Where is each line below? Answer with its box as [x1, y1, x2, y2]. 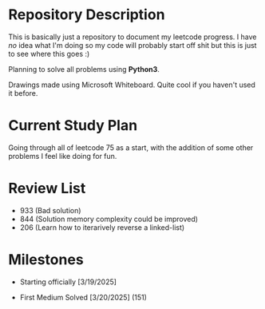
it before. [8, 88, 38, 97]
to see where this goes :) [8, 49, 90, 58]
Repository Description [8, 6, 165, 24]
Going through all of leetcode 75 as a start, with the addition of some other [8, 142, 254, 153]
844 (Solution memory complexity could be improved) [19, 214, 198, 224]
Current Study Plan [8, 117, 138, 135]
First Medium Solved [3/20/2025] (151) [19, 292, 148, 302]
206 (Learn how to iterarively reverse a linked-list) [19, 222, 185, 232]
